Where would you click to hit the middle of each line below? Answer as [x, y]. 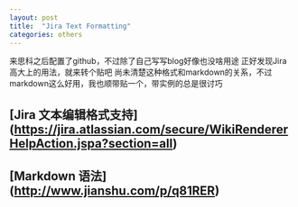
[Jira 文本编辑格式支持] [74, 115]
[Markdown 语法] [58, 176]
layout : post [34, 18]
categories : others [46, 34]
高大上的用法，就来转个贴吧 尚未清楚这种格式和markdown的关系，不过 [141, 72]
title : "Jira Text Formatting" [70, 26]
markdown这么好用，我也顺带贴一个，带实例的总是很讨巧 [116, 84]
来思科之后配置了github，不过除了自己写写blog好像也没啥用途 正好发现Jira [148, 61]
